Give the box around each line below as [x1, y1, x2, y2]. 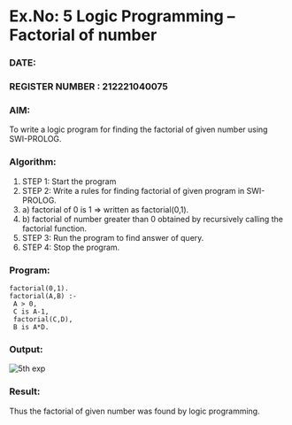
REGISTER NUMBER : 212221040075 [9, 81, 168, 93]
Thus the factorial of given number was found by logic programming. [9, 406, 260, 416]
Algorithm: [9, 156, 57, 168]
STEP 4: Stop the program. [21, 242, 120, 252]
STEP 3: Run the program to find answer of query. [21, 232, 204, 243]
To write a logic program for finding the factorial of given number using [9, 124, 268, 135]
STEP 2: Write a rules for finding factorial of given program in [21, 185, 245, 196]
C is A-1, [12, 307, 50, 316]
